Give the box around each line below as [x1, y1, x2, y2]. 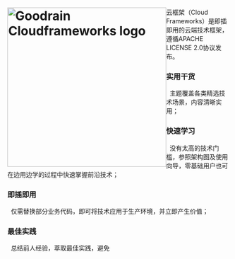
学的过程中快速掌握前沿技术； [31, 170, 119, 178]
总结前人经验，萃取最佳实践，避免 [10, 244, 110, 253]
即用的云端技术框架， [166, 25, 228, 35]
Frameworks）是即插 [166, 17, 227, 25]
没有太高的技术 [169, 144, 213, 152]
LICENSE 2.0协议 [166, 43, 216, 52]
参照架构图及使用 [178, 152, 228, 161]
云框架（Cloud [166, 8, 208, 17]
